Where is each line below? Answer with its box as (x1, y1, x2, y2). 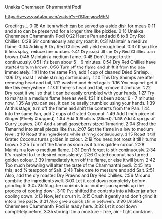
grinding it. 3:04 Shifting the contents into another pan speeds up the (5, 183, 144, 188)
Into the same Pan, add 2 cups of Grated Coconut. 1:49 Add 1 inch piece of (5, 111, 155, 116)
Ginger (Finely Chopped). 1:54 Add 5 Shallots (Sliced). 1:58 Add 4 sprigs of (5, 116, 155, 121)
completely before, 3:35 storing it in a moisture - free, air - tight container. (5, 209, 153, 214)
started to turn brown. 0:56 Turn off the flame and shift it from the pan (5, 64, 145, 70)
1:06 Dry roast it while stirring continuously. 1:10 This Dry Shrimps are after (5, 75, 155, 80)
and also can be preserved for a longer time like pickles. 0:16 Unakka (5, 28, 144, 34)
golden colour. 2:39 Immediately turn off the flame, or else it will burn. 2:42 (5, 157, 156, 163)
